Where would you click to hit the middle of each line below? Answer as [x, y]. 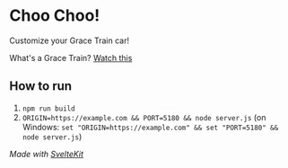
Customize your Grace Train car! [70, 40]
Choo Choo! [55, 16]
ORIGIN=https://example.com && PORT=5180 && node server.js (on [144, 117]
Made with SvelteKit [46, 154]
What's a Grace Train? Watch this [71, 57]
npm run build [48, 109]
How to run [41, 86]
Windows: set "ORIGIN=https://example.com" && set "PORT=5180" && [150, 127]
